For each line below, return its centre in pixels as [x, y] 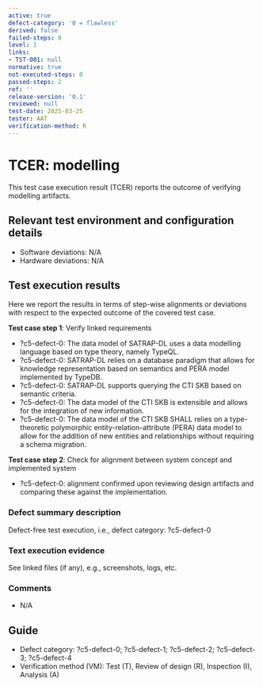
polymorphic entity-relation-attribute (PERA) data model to [147, 428]
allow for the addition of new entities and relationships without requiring [137, 436]
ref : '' [21, 89]
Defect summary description [65, 513]
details [25, 233]
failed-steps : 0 [35, 38]
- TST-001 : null [35, 60]
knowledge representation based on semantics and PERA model [124, 368]
